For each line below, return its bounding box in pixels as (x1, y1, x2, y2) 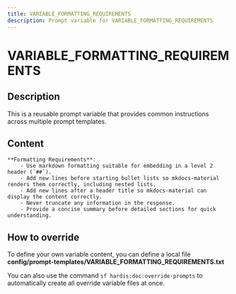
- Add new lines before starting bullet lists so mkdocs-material (20, 175, 220, 182)
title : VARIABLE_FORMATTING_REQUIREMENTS (7, 10, 131, 18)
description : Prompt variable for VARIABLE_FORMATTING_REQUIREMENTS (7, 17, 213, 24)
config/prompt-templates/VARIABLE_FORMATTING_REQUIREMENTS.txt (7, 258, 225, 266)
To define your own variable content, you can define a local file (7, 250, 191, 259)
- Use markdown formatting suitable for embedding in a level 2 (20, 162, 213, 170)
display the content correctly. (7, 193, 102, 200)
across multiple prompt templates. (7, 117, 107, 125)
